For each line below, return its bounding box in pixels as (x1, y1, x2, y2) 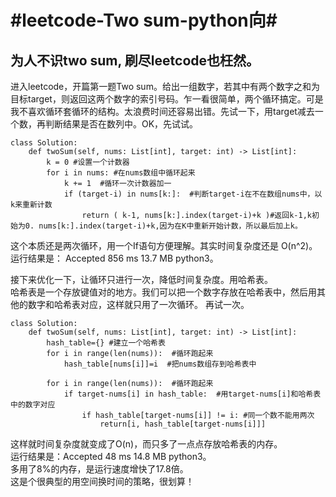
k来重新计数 (10, 200, 53, 210)
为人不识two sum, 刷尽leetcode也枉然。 (10, 52, 260, 69)
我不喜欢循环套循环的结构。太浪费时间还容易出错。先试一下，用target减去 (10, 106, 315, 117)
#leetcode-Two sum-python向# (10, 9, 278, 32)
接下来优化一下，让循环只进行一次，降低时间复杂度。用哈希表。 (10, 274, 273, 285)
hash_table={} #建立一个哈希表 (46, 338, 166, 348)
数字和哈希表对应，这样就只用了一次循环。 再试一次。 (27, 299, 250, 310)
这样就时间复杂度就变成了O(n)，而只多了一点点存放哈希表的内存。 (10, 438, 283, 450)
